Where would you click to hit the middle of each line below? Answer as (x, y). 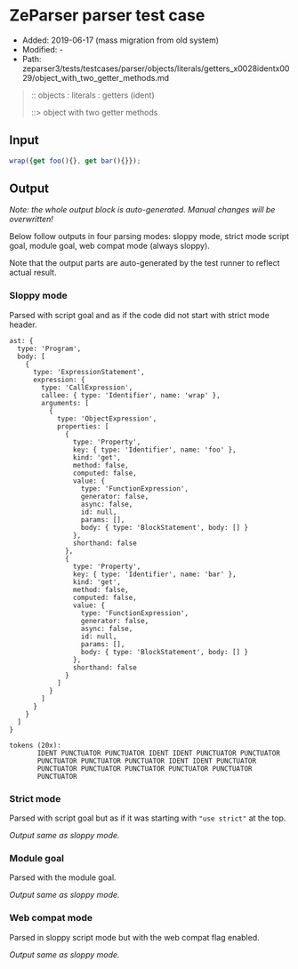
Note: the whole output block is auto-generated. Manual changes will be (142, 210)
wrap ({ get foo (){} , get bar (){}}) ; (75, 161)
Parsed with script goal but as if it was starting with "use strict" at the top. (148, 818)
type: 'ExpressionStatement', (89, 372)
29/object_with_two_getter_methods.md (95, 77)
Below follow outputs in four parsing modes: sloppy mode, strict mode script (149, 236)
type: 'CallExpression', (87, 388)
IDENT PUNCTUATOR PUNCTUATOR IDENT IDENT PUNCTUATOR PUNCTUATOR (158, 753)
